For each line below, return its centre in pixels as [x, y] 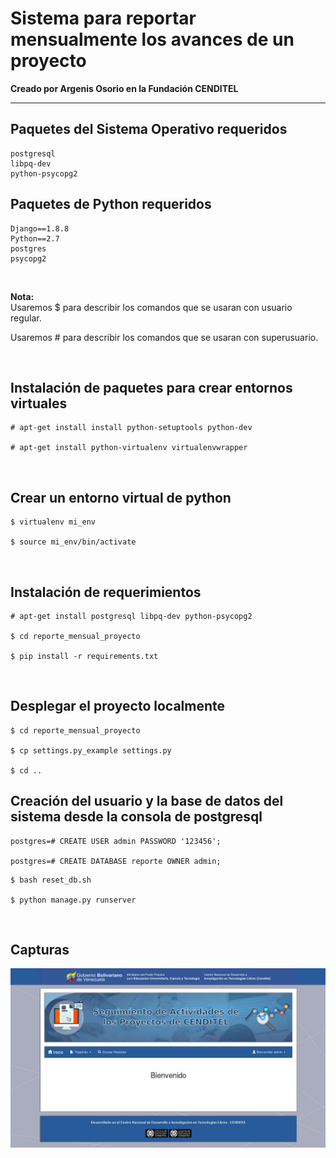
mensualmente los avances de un [152, 39]
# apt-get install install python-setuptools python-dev [131, 428]
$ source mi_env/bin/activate [73, 542]
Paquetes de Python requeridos [111, 204]
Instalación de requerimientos [106, 592]
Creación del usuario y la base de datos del [147, 801]
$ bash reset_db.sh [51, 880]
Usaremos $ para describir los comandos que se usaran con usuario [151, 307]
